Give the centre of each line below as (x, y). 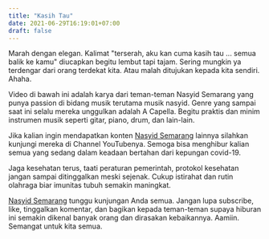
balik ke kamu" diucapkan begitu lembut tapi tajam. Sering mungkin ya (125, 62)
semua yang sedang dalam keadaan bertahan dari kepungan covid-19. (125, 152)
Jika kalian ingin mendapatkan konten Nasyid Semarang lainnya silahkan (128, 136)
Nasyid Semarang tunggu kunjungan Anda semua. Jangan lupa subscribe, (131, 201)
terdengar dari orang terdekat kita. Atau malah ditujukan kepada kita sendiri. (134, 71)
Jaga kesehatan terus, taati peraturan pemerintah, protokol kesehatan (124, 168)
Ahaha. (20, 79)
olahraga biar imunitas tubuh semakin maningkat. (90, 185)
